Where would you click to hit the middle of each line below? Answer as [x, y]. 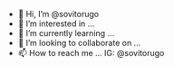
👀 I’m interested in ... [56, 24]
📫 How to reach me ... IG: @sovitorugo [91, 53]
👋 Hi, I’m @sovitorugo [58, 14]
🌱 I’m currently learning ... [66, 33]
